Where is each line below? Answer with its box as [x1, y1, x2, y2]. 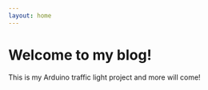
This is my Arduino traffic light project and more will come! [8, 72, 202, 82]
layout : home [8, 11, 52, 20]
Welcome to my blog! [8, 45, 152, 64]
